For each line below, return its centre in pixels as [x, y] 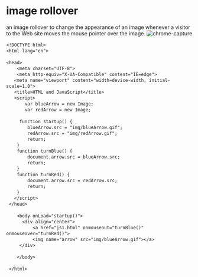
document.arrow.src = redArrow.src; [72, 180]
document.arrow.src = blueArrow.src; [74, 157]
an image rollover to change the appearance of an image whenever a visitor [98, 27]
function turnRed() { [43, 174]
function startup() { [46, 121]
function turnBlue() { [45, 151]
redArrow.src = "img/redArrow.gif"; [72, 133]
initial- [159, 80]
